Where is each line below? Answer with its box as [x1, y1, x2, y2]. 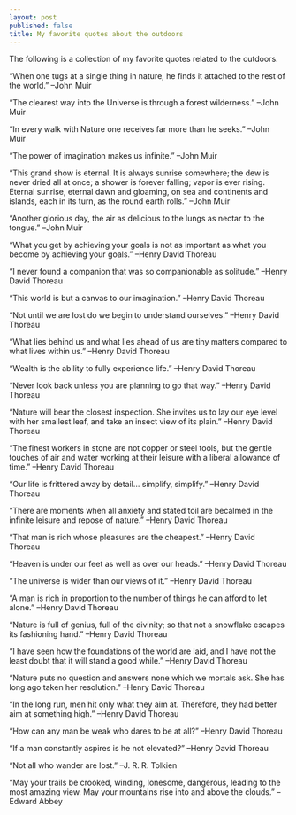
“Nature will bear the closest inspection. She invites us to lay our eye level [9, 407, 278, 417]
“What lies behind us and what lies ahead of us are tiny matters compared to [9, 337, 288, 347]
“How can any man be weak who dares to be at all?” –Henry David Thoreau [9, 726, 283, 736]
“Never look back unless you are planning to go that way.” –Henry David [9, 380, 271, 391]
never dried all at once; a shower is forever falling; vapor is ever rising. [9, 177, 265, 188]
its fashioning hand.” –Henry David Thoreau [9, 629, 168, 640]
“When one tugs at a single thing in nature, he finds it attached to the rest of [9, 71, 285, 81]
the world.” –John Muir [9, 81, 92, 91]
